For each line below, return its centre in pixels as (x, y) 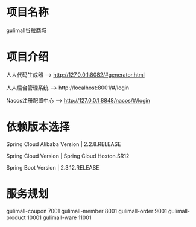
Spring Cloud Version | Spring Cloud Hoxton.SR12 (68, 156)
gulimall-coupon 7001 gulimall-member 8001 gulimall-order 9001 (87, 211)
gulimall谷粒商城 (27, 30)
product (16, 217)
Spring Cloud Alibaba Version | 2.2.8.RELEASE (64, 144)
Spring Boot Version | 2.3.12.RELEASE (53, 167)
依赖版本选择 (38, 127)
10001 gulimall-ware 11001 (59, 217)
